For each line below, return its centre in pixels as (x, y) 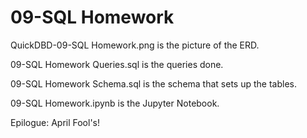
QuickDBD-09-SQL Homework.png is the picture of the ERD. (135, 45)
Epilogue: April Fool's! (55, 122)
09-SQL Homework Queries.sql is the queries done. (117, 64)
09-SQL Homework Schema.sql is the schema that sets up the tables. (153, 83)
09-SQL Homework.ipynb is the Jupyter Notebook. (115, 103)
